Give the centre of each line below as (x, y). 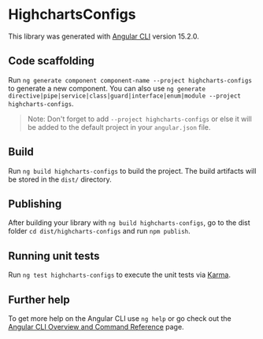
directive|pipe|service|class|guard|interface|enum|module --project (125, 96)
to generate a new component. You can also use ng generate (107, 88)
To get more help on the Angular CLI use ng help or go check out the (120, 319)
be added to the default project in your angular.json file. (119, 127)
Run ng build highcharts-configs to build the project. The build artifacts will (132, 171)
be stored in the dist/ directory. (60, 179)
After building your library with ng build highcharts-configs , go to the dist (129, 223)
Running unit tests (54, 256)
